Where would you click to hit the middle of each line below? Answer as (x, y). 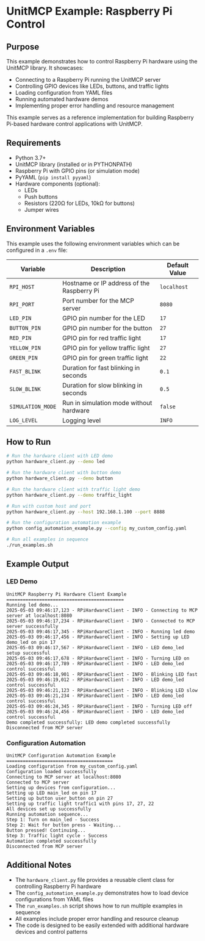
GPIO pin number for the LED (103, 318)
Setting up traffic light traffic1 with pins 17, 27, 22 (80, 804)
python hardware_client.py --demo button (60, 478)
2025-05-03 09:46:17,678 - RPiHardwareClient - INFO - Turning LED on (98, 658)
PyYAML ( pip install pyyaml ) (53, 177)
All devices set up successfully (49, 809)
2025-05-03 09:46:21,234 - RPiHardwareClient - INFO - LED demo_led (95, 696)
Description (108, 269)
